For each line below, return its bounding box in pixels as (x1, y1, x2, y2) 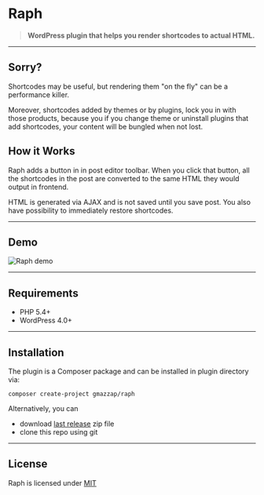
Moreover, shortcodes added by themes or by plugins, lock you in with (8, 105, 236, 115)
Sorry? (8, 60, 42, 75)
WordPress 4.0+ (19, 315, 73, 326)
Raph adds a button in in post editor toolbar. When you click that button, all (8, 166, 250, 175)
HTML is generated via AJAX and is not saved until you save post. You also (8, 197, 251, 206)
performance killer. (8, 89, 69, 99)
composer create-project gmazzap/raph (8, 390, 135, 398)
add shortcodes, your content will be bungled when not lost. (8, 122, 203, 131)
